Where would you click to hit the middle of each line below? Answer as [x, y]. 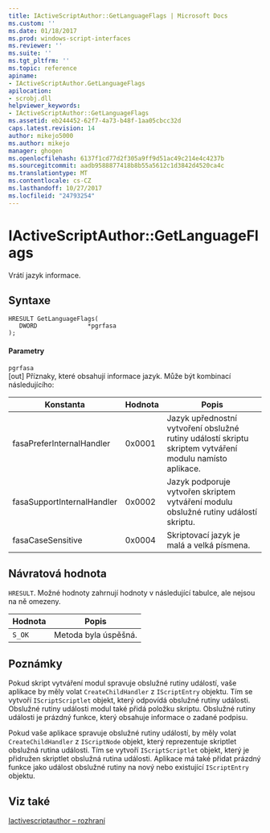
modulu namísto [197, 458]
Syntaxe [29, 300]
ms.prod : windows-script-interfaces [70, 38]
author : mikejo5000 [41, 135]
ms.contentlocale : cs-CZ [50, 181]
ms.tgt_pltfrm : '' [39, 61]
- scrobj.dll [30, 98]
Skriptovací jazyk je [203, 535]
